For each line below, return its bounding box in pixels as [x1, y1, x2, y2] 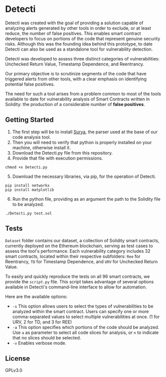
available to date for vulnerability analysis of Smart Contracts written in [5, 96, 150, 102]
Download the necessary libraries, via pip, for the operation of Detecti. [12, 173, 156, 179]
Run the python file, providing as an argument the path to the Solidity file [12, 196, 161, 202]
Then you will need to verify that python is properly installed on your [12, 139, 152, 145]
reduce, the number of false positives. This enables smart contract [5, 30, 141, 36]
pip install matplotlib [5, 187, 55, 192]
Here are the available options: [5, 293, 68, 299]
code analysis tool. [12, 134, 51, 140]
